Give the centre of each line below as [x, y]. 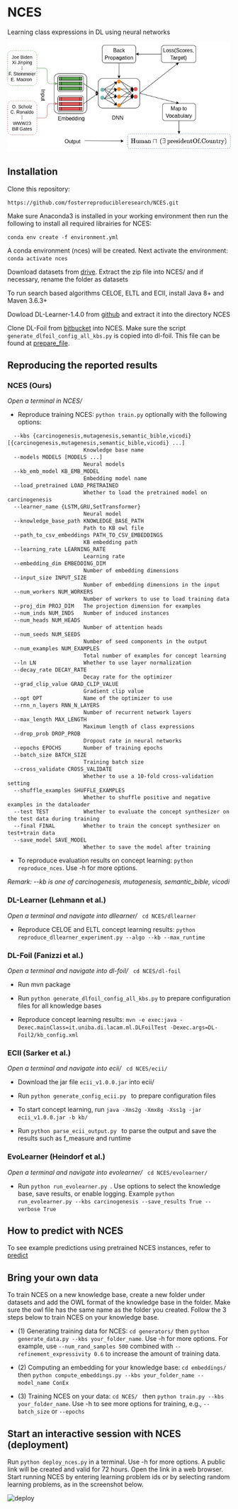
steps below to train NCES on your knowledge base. [83, 1318]
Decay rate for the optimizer [128, 677]
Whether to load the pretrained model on [145, 493]
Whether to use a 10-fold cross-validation [148, 776]
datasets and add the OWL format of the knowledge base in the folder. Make [119, 1303]
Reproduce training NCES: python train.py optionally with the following [122, 415]
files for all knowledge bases [59, 1006]
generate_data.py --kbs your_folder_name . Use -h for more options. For [123, 1339]
